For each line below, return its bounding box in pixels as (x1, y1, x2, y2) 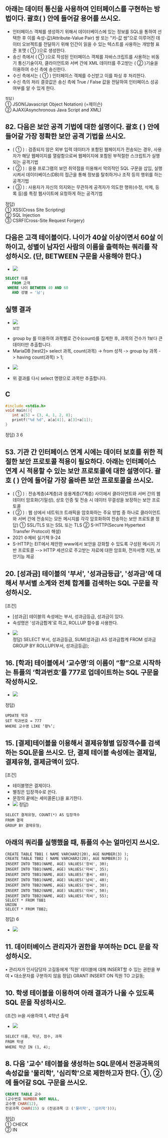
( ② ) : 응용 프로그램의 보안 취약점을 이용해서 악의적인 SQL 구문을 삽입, (12, 165, 153, 171)
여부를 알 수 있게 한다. (12, 85, 56, 91)
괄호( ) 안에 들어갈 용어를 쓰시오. (27, 14, 121, 23)
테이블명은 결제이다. (12, 782, 52, 789)
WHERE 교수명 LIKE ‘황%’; (5, 724, 55, 729)
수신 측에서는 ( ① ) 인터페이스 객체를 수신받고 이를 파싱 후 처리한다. (12, 72, 146, 78)
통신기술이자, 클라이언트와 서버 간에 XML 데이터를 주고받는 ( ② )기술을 (18, 60, 158, 66)
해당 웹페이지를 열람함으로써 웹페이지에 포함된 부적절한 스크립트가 (22, 152, 151, 158)
